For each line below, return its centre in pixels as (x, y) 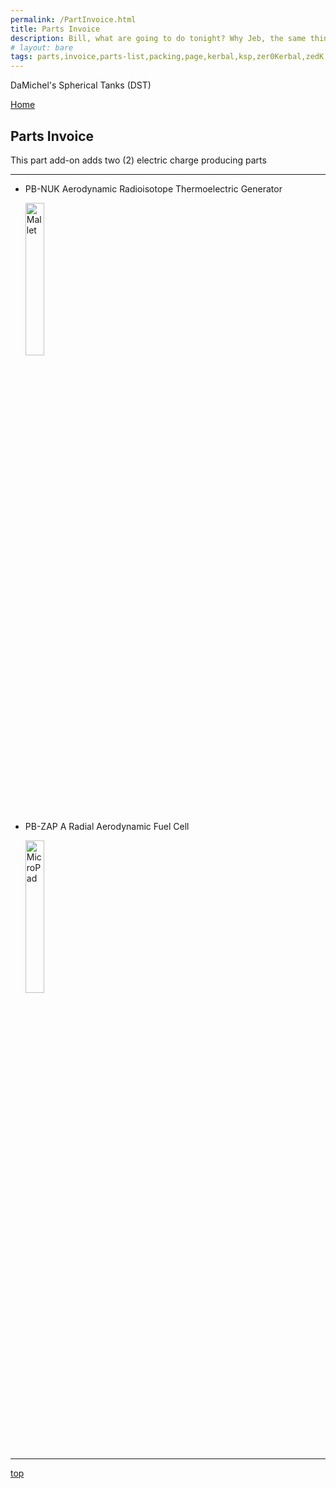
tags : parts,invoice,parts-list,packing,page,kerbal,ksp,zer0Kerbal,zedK (167, 57)
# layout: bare (42, 47)
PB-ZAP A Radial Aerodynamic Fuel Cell (107, 826)
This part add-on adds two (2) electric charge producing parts (138, 160)
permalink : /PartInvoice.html (73, 19)
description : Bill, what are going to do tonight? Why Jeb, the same (158, 38)
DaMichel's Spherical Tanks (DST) (81, 85)
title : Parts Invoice (55, 29)
